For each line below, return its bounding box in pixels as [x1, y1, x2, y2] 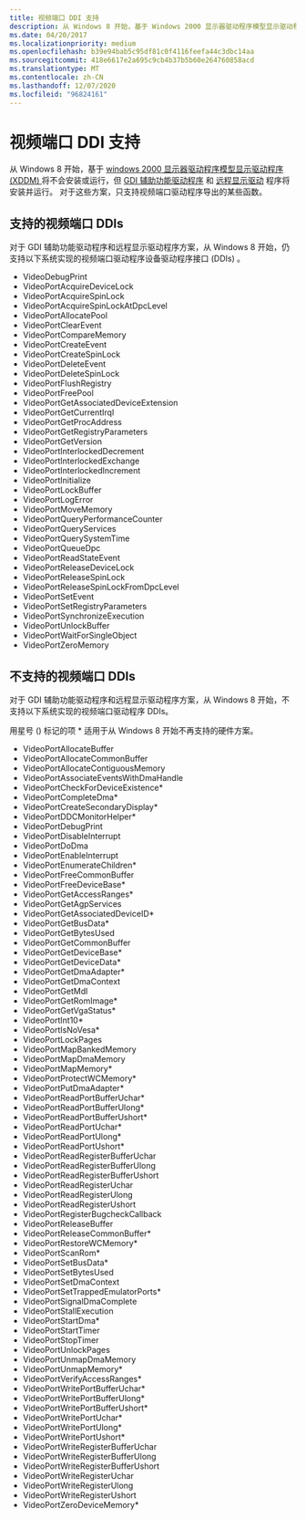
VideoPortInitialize [22, 475, 92, 486]
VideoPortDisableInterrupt [22, 831, 121, 842]
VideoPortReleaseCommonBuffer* [22, 1228, 152, 1239]
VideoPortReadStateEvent [22, 553, 120, 564]
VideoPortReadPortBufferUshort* [22, 1112, 148, 1123]
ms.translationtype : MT [9, 65, 100, 74]
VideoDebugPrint [22, 271, 88, 283]
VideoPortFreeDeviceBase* [22, 879, 126, 890]
